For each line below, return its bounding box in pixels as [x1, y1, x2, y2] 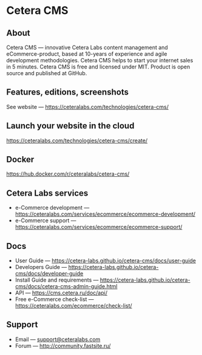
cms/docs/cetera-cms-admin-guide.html [15, 283, 118, 290]
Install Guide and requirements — [15, 276, 99, 284]
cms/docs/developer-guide [15, 270, 84, 277]
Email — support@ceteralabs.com [15, 336, 101, 343]
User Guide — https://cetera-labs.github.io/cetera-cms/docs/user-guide [15, 257, 196, 264]
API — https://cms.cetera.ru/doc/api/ [15, 289, 108, 297]
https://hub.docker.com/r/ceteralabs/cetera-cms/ [6, 170, 130, 177]
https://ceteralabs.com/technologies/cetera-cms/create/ [6, 137, 148, 144]
